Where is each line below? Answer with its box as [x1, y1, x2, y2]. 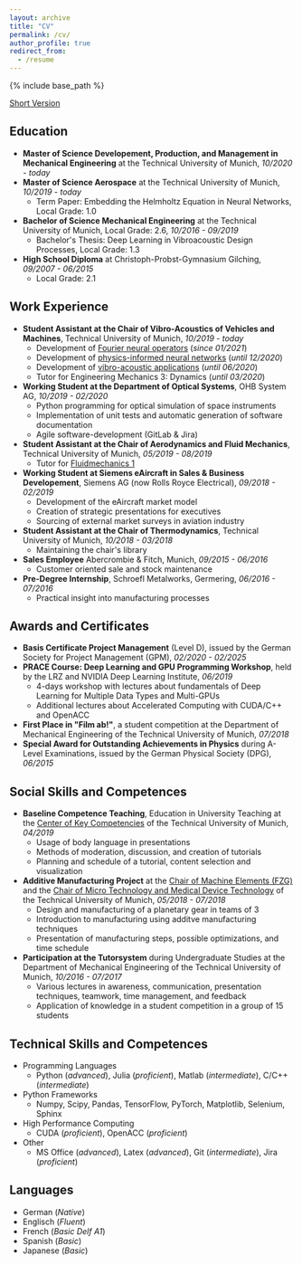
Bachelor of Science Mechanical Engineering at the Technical [22, 214, 258, 226]
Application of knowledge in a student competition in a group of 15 [35, 1001, 284, 1012]
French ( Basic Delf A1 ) [22, 1225, 106, 1236]
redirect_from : [9, 47, 67, 56]
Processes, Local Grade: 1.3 [35, 243, 140, 254]
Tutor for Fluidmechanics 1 [35, 458, 136, 469]
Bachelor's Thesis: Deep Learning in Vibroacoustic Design [35, 234, 253, 245]
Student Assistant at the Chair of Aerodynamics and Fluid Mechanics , [22, 438, 291, 449]
